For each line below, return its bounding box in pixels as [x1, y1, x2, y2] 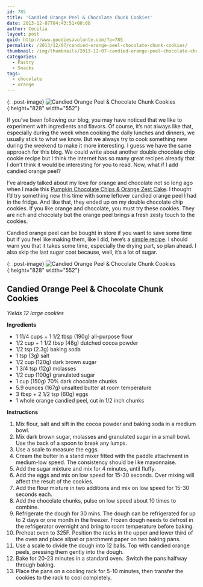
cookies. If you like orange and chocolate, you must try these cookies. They [7, 205, 195, 212]
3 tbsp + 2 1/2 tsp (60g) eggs [15, 390, 89, 398]
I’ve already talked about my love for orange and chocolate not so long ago [7, 179, 193, 186]
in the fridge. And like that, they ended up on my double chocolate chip [7, 198, 183, 206]
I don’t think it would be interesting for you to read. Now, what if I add [7, 161, 178, 168]
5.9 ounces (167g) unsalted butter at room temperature [15, 384, 152, 391]
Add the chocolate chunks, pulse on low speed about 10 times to [15, 497, 176, 504]
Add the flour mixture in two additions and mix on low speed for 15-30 [15, 484, 190, 491]
